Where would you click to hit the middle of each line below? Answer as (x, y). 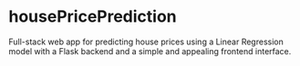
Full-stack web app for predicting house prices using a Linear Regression (146, 42)
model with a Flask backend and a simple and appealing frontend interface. (150, 51)
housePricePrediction (93, 17)
